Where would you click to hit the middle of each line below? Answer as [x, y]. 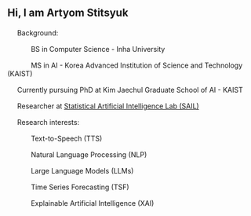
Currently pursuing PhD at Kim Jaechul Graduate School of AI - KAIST [130, 90]
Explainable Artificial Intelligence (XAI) [92, 203]
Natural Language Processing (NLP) [89, 154]
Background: [38, 33]
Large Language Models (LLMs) [82, 170]
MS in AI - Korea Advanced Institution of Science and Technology [136, 65]
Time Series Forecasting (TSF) [80, 187]
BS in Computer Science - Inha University [98, 49]
